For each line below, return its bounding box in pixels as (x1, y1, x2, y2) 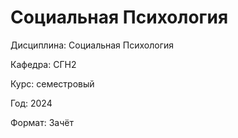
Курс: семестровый (10, 77, 95, 90)
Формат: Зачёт (10, 116, 74, 128)
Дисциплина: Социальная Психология (10, 39, 175, 51)
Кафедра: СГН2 (10, 58, 77, 70)
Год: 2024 (10, 97, 53, 109)
